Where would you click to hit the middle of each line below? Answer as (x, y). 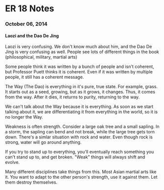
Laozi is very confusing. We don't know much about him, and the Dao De (79, 47)
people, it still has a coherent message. (45, 77)
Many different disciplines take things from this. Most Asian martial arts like (81, 172)
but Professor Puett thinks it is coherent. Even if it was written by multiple (79, 72)
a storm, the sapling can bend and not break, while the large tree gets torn (80, 132)
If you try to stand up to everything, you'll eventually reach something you (80, 152)
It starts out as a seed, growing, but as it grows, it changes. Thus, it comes (80, 92)
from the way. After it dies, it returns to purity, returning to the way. (72, 97)
